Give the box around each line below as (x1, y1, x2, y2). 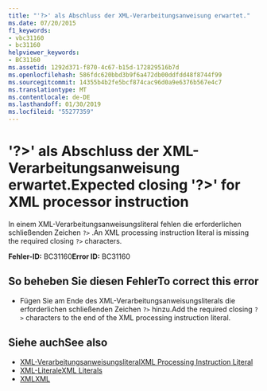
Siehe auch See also (8, 336, 108, 350)
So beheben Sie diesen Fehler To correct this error (8, 275, 259, 288)
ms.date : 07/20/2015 (8, 19, 77, 27)
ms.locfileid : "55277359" (8, 108, 94, 116)
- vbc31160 (8, 33, 44, 42)
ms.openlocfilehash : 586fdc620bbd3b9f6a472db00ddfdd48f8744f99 (8, 71, 222, 79)
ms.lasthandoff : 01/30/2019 (8, 100, 102, 108)
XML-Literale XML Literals (19, 366, 103, 375)
